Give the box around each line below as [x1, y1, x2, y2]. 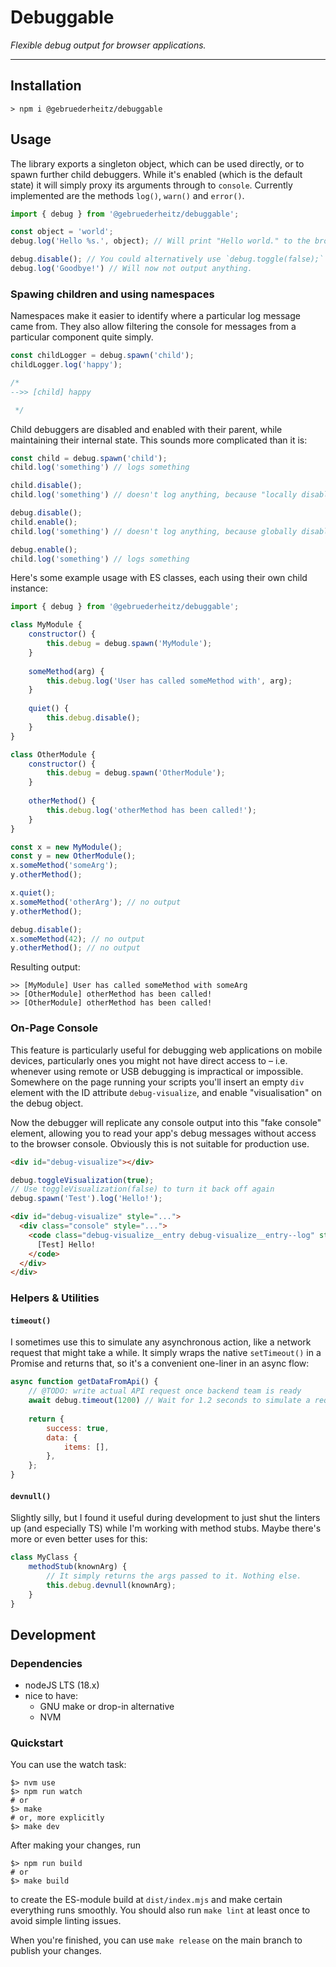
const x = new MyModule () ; [10, 842, 123, 852]
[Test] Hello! [36, 1239, 97, 1250]
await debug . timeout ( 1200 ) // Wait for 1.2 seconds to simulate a [28, 1396, 311, 1406]
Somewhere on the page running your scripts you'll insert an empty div [10, 1076, 305, 1088]
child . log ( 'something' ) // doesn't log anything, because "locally [10, 490, 298, 500]
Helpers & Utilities [10, 1291, 100, 1305]
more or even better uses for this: [10, 1533, 148, 1545]
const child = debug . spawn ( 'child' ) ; [10, 453, 168, 463]
